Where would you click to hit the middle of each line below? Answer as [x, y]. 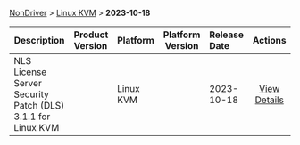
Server [28, 83]
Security [31, 94]
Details [269, 100]
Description [39, 40]
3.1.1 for [32, 117]
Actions [270, 40]
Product [91, 35]
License [30, 72]
